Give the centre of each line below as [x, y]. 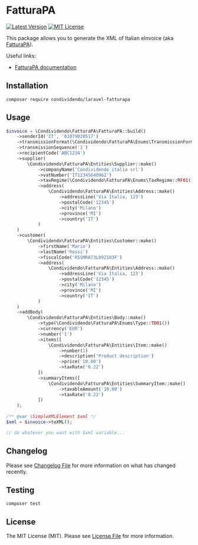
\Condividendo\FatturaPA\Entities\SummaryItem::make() [117, 384]
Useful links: [21, 56]
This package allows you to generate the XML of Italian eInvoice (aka [90, 38]
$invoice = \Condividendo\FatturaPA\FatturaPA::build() [76, 131]
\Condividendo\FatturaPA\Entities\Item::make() [108, 345]
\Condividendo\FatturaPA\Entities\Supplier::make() [92, 164]
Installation [27, 86]
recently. [17, 471]
